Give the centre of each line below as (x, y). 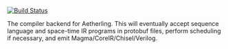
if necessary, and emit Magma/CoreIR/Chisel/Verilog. (82, 38)
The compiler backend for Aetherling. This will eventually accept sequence (113, 23)
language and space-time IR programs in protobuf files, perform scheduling (114, 31)
